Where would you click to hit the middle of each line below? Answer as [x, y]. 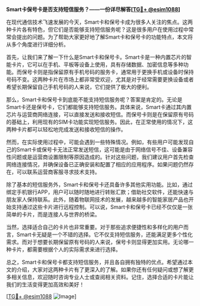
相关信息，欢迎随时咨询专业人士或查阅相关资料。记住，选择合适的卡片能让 [102, 277]
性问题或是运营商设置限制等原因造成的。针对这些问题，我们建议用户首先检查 [100, 157]
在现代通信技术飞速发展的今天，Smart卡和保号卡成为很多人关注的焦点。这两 [100, 22]
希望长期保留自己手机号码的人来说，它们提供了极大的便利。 [79, 87]
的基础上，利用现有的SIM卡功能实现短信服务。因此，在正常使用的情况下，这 [100, 122]
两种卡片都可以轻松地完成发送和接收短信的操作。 [66, 129]
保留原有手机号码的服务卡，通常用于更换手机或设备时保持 [123, 72]
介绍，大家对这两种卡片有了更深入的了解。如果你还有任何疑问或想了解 [102, 270]
